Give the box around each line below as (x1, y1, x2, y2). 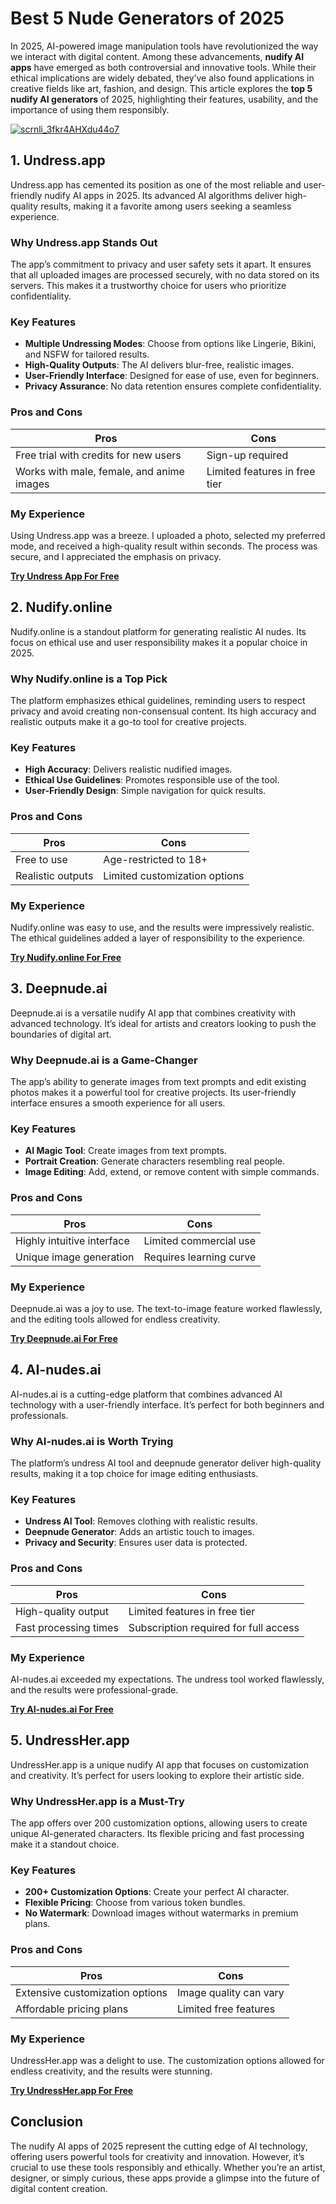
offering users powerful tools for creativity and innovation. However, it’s (10, 2150, 305, 2162)
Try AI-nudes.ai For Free (10, 1703, 114, 1715)
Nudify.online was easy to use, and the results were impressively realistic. (10, 921, 315, 933)
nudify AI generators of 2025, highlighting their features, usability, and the (10, 93, 319, 105)
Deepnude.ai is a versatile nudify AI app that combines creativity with (10, 1007, 296, 1019)
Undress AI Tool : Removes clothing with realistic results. (24, 1515, 258, 1527)
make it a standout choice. (10, 1838, 120, 1851)
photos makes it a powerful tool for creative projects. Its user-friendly (10, 1087, 297, 1099)
